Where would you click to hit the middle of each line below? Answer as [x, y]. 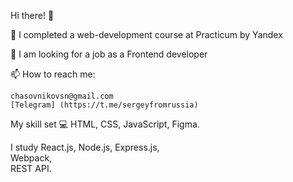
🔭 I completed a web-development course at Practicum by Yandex [146, 34]
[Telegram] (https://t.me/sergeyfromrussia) [104, 105]
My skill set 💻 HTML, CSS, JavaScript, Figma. [105, 124]
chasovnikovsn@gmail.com [62, 96]
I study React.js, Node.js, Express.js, [85, 147]
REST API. [31, 168]
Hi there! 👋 [32, 15]
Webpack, [31, 158]
